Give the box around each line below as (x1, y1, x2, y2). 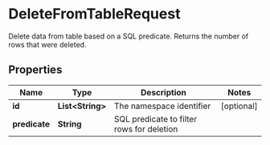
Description (140, 87, 186, 98)
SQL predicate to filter (113, 113, 198, 124)
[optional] (220, 100, 258, 111)
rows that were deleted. (8, 39, 87, 49)
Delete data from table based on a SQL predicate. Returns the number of (8, 31, 249, 41)
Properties (8, 63, 63, 77)
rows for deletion (113, 123, 178, 135)
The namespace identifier (113, 100, 211, 111)
